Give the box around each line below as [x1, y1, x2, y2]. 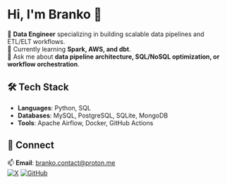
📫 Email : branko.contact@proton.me [7, 159, 116, 167]
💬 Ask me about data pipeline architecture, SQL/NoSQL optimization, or [7, 52, 220, 61]
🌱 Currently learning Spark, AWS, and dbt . [7, 45, 132, 53]
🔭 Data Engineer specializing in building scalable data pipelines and [7, 30, 204, 38]
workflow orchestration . [7, 59, 80, 68]
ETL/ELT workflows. [7, 37, 66, 45]
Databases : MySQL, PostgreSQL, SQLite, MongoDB [17, 111, 168, 120]
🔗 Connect [7, 139, 54, 151]
